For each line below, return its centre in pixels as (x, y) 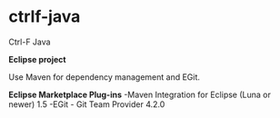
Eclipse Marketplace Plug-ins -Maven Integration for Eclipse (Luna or (140, 94)
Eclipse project (37, 59)
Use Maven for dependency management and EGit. (105, 77)
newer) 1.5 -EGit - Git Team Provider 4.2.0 (87, 104)
